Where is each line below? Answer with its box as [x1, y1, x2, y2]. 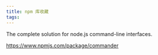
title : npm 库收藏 [6, 8, 49, 15]
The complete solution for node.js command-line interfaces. [6, 30, 153, 37]
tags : [6, 14, 20, 20]
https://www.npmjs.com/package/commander [6, 42, 119, 49]
